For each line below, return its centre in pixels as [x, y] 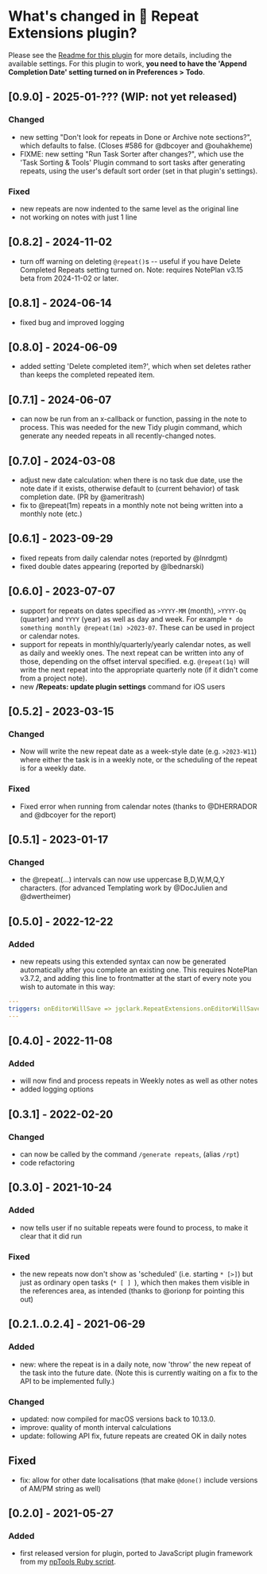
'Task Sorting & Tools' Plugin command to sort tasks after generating [132, 162]
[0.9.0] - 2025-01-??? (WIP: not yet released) [123, 97]
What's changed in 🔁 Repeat [104, 16]
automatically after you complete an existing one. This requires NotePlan [139, 970]
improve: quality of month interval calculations [95, 1427]
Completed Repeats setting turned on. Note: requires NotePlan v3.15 [132, 269]
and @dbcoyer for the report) [68, 815]
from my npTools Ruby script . [68, 1562]
